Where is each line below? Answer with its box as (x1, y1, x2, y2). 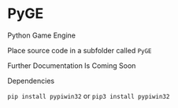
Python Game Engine (7, 31, 76, 40)
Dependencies (7, 76, 55, 85)
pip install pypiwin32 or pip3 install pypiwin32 (7, 91, 170, 100)
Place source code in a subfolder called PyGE (7, 45, 152, 55)
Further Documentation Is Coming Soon (7, 60, 136, 70)
